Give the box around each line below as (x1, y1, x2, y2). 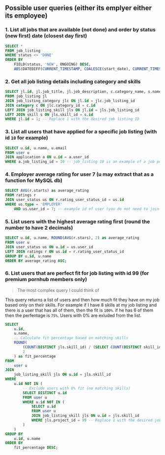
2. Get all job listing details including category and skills (5, 78, 141, 85)
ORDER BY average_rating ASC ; (5, 258, 67, 263)
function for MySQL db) (5, 177, 63, 184)
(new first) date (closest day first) (5, 32, 87, 39)
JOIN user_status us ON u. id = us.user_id (5, 244, 93, 250)
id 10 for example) (5, 135, 48, 142)
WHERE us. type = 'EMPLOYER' (5, 202, 63, 207)
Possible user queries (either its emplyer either (5, 4, 152, 12)
